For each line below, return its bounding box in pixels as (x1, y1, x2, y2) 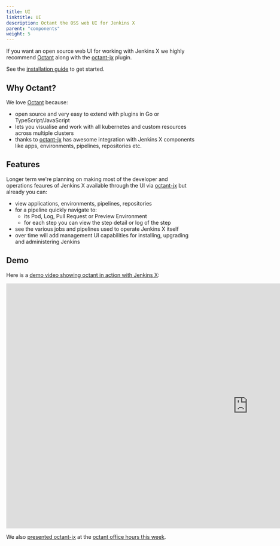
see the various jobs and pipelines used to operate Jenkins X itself (14, 225, 179, 233)
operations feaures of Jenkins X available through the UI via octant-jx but (6, 182, 187, 189)
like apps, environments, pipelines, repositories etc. (14, 142, 142, 149)
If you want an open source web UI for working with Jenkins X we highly (6, 47, 185, 55)
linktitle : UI (6, 14, 42, 20)
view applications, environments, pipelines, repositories (14, 200, 153, 207)
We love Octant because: (6, 98, 68, 105)
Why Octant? (6, 83, 57, 93)
